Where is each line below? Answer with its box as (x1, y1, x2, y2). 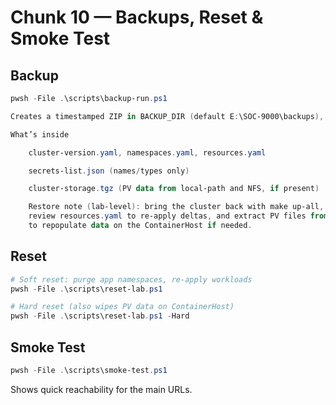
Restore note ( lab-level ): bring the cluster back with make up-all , (28, 202, 325, 212)
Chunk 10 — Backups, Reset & (10, 6, 264, 29)
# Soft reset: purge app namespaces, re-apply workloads (10, 274, 253, 285)
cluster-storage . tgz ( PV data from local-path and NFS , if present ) (28, 184, 320, 194)
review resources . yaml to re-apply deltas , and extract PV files (28, 211, 307, 221)
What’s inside (10, 129, 70, 140)
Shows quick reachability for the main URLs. (10, 383, 193, 395)
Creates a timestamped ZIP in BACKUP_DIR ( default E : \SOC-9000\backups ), (10, 111, 325, 121)
